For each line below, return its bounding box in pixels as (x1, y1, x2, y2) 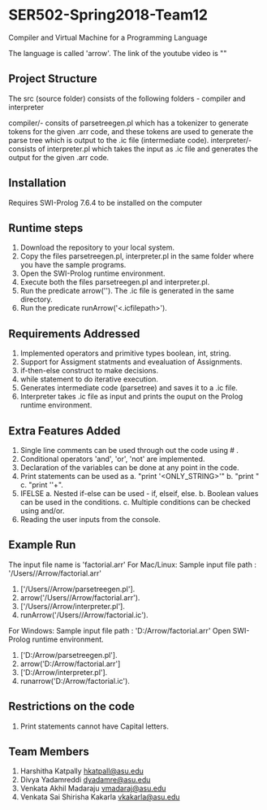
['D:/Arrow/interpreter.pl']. (19, 667, 108, 677)
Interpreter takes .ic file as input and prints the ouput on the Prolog (19, 392, 243, 402)
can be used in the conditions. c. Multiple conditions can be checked (19, 498, 251, 507)
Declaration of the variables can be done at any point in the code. (19, 463, 239, 472)
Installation (8, 176, 67, 190)
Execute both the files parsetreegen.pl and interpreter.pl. (19, 277, 210, 287)
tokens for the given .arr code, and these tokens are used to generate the (8, 126, 254, 136)
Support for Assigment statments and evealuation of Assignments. (19, 357, 243, 367)
